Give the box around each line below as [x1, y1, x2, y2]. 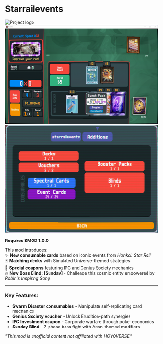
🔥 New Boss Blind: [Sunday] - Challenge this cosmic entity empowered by [5, 270, 155, 276]
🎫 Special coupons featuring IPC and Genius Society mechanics [5, 265, 134, 271]
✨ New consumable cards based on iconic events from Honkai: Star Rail [5, 252, 151, 258]
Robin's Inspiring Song [5, 275, 50, 281]
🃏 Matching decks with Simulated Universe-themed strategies [5, 258, 130, 264]
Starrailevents [5, 3, 64, 15]
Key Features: [5, 292, 39, 299]
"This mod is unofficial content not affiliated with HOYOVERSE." [5, 333, 132, 339]
